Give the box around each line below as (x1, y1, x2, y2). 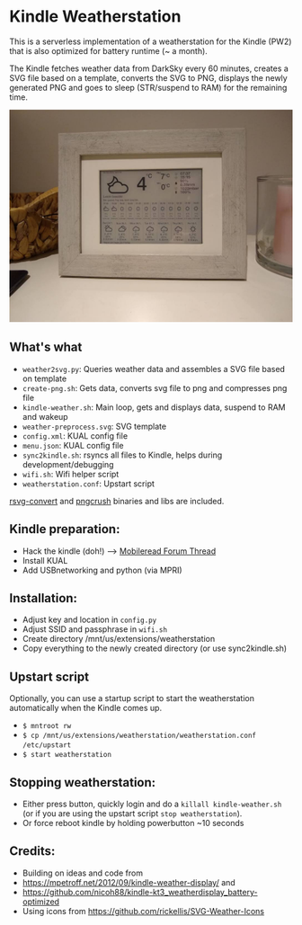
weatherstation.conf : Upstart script (22, 478, 155, 489)
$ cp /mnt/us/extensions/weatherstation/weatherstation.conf (22, 731, 257, 741)
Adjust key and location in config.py (22, 614, 157, 626)
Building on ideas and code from (22, 867, 144, 878)
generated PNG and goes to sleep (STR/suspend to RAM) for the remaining (9, 82, 288, 93)
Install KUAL (22, 555, 68, 565)
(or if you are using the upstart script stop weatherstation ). (22, 808, 243, 819)
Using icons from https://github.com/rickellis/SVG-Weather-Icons (22, 905, 265, 916)
